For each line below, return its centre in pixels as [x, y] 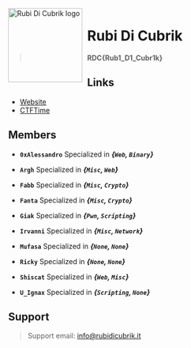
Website [33, 101]
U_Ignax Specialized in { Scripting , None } [85, 292]
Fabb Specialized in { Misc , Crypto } [74, 184]
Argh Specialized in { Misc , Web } [69, 169]
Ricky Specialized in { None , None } [73, 261]
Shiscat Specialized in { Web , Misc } [74, 277]
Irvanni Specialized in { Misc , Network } [81, 231]
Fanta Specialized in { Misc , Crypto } [76, 200]
